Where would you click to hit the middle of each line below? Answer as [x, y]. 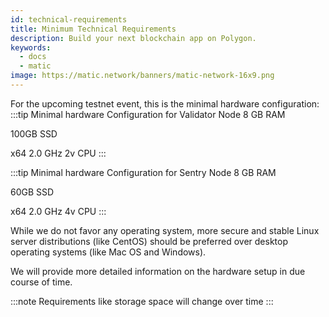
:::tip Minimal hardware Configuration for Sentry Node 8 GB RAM [143, 172]
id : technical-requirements [69, 19]
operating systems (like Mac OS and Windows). [108, 252]
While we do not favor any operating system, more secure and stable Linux [165, 230]
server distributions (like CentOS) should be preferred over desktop [149, 241]
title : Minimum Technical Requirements [93, 29]
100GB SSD [34, 133]
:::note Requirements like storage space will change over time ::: [142, 301]
